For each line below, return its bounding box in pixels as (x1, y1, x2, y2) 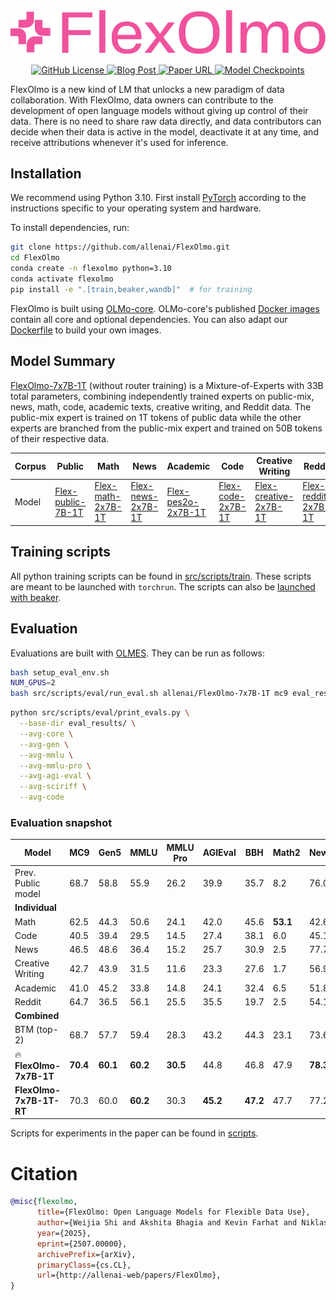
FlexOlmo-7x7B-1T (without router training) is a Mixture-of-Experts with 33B (10, 379, 324, 391)
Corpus (14, 460, 47, 472)
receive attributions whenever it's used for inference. (10, 136, 229, 148)
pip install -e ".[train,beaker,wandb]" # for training (10, 284, 253, 294)
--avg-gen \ (19, 739, 70, 749)
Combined (14, 1010, 60, 1022)
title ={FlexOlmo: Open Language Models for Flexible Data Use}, (36, 1207, 311, 1218)
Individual (14, 902, 57, 914)
